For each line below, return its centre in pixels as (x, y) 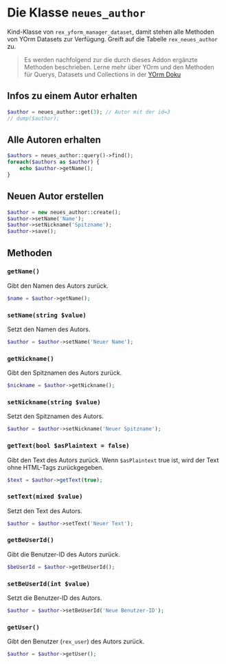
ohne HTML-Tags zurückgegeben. (56, 467)
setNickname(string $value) (54, 402)
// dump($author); (33, 118)
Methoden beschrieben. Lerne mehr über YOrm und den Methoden (119, 67)
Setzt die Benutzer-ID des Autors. (55, 598)
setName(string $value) (47, 315)
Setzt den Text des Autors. (45, 510)
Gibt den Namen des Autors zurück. (58, 286)
